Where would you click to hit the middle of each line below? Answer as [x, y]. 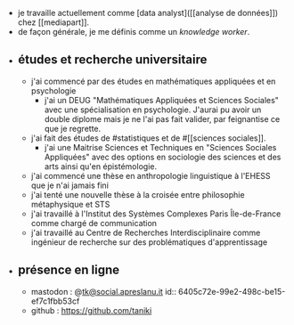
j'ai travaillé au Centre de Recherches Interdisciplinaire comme [146, 232]
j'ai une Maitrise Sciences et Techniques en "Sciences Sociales [160, 147]
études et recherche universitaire [112, 60]
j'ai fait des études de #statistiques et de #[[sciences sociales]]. [148, 138]
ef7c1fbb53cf [55, 301]
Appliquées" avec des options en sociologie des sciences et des [163, 157]
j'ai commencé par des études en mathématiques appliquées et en [153, 81]
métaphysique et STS [70, 204]
